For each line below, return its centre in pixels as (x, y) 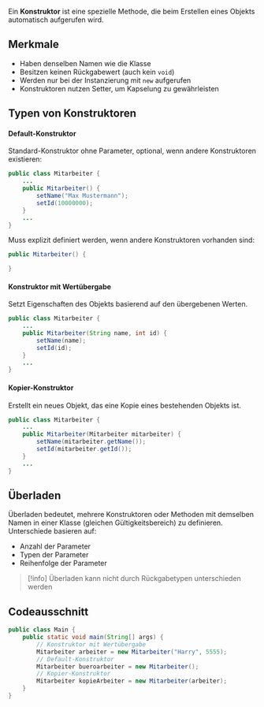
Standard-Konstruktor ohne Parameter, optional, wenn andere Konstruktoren (132, 151)
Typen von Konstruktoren (72, 113)
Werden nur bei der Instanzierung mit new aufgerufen (105, 80)
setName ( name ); (61, 340)
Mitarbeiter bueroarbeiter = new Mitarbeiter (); (118, 666)
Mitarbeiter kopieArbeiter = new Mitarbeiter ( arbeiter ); (132, 681)
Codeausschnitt (48, 611)
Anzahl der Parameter (55, 546)
